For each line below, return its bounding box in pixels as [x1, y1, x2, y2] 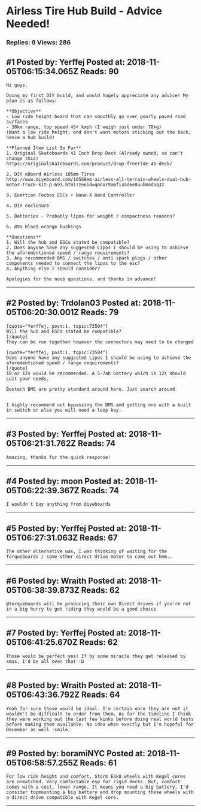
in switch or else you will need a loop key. [6, 407, 121, 413]
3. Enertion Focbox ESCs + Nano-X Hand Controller [6, 192, 135, 198]
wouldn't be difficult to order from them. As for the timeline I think [6, 711, 191, 717]
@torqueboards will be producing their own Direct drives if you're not [6, 600, 191, 606]
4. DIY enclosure [6, 203, 50, 209]
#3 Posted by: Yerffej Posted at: [6, 429, 127, 439]
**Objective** [6, 108, 42, 114]
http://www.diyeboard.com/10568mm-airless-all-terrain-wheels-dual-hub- [6, 176, 191, 182]
